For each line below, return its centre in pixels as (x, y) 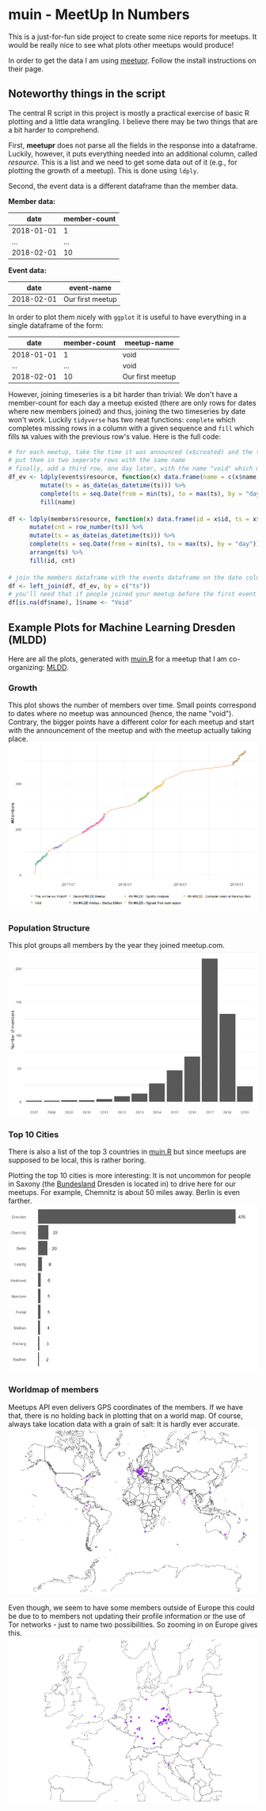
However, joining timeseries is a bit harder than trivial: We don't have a (123, 394)
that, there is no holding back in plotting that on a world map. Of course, (125, 1416)
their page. (26, 68)
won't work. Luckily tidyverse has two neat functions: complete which (122, 419)
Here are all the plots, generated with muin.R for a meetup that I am (118, 659)
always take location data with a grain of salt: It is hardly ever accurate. (124, 1424)
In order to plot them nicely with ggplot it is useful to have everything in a (127, 317)
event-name (90, 288)
